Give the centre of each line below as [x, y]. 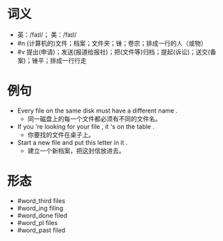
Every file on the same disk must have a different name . [97, 110]
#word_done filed [42, 215]
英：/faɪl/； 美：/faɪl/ [47, 35]
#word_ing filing [40, 208]
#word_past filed [41, 230]
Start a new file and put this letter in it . [72, 142]
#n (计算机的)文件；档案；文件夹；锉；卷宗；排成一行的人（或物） [112, 43]
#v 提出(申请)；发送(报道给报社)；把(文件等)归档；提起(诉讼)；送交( [114, 52]
